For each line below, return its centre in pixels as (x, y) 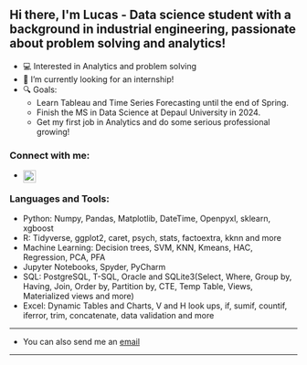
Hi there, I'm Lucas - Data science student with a (151, 15)
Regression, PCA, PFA (64, 257)
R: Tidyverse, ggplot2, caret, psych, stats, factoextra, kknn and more (152, 238)
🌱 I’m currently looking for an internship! (98, 79)
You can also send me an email (81, 342)
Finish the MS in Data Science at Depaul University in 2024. (148, 112)
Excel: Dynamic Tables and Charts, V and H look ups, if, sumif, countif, (155, 306)
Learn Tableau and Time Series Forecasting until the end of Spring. (163, 102)
